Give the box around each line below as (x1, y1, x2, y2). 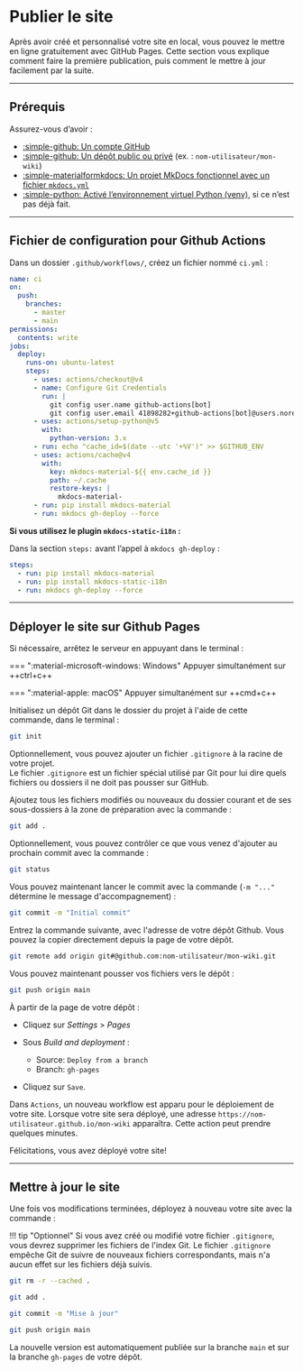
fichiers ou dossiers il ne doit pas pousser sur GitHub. (9, 778, 209, 788)
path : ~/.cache (49, 475, 106, 484)
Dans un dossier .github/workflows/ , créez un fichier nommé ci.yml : (9, 257, 269, 268)
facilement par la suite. (9, 65, 95, 76)
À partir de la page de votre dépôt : (9, 1001, 140, 1012)
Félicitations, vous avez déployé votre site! (9, 1145, 167, 1155)
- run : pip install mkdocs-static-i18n (17, 577, 168, 586)
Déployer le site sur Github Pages (9, 619, 200, 634)
